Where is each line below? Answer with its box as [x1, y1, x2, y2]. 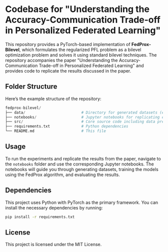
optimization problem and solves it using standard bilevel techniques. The [5, 51, 157, 58]
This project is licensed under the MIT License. [5, 241, 102, 247]
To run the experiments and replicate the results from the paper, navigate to [5, 155, 161, 161]
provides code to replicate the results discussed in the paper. [5, 67, 131, 73]
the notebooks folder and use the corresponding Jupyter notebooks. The [5, 161, 154, 167]
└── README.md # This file [5, 128, 106, 133]
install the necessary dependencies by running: [5, 204, 103, 210]
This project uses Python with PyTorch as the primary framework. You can [5, 199, 158, 205]
